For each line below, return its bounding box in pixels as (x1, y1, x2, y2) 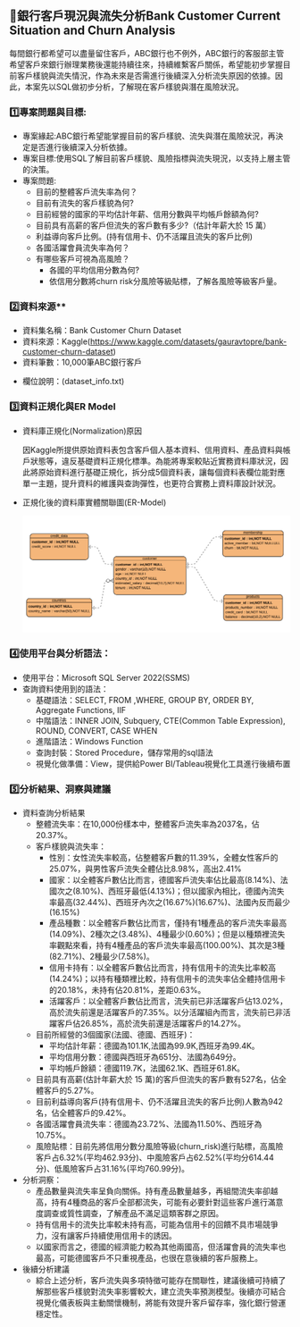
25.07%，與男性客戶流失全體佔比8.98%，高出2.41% (48, 863, 242, 874)
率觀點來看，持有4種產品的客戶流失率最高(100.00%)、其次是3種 (48, 940, 286, 951)
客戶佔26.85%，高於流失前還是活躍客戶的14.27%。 (56, 1018, 246, 1029)
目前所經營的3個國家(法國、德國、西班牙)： (35, 1029, 196, 1040)
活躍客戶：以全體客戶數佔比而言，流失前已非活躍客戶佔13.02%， (48, 995, 288, 1007)
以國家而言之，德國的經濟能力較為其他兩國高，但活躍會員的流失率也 (35, 1241, 287, 1253)
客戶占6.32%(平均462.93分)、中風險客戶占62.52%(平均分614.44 (35, 1152, 274, 1163)
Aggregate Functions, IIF (35, 704, 127, 715)
